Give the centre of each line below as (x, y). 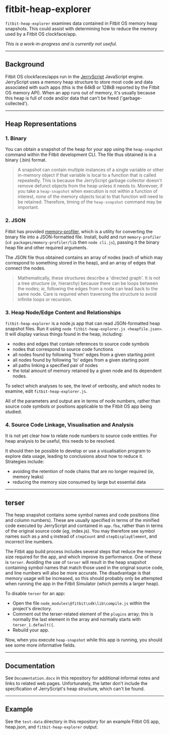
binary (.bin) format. (26, 160)
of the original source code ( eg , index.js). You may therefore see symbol (80, 531)
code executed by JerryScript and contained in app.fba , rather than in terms (84, 526)
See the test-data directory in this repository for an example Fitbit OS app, (82, 721)
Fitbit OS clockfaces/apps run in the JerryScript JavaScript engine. (75, 76)
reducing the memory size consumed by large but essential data (79, 482)
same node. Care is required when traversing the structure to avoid (87, 294)
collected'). (17, 103)
